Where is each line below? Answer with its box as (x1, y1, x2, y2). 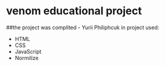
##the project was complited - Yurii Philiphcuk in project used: (6, 24, 160, 31)
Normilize (14, 54, 39, 61)
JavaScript (14, 48, 42, 55)
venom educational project (6, 4, 142, 18)
